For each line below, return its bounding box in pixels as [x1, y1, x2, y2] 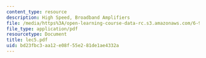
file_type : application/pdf [6, 25, 78, 32]
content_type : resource [6, 8, 67, 15]
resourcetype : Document [6, 31, 67, 37]
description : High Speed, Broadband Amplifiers [6, 14, 131, 21]
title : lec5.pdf [6, 37, 48, 43]
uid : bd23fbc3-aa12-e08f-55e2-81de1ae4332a [6, 43, 120, 49]
